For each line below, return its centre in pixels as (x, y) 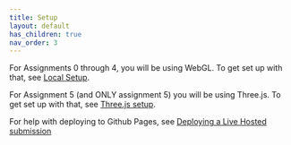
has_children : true (46, 34)
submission (30, 132)
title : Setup (34, 17)
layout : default (39, 26)
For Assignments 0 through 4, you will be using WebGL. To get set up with (146, 68)
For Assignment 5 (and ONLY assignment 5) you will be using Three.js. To (145, 95)
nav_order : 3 (34, 43)
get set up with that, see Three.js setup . (83, 105)
